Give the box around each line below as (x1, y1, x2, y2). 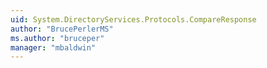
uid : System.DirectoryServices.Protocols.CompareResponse (10, 14, 257, 25)
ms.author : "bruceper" (10, 33, 105, 43)
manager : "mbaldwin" (10, 42, 97, 53)
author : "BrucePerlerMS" (10, 24, 114, 34)
